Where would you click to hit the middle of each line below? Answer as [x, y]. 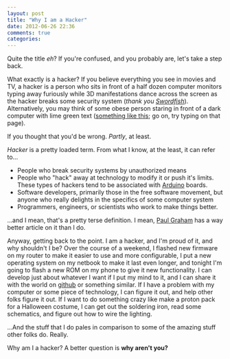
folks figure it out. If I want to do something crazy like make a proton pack [111, 299]
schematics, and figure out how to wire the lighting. [80, 314]
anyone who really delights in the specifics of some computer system [115, 199]
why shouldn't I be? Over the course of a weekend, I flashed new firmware [113, 248]
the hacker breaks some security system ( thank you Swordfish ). [98, 101]
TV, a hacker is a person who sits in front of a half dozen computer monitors [114, 87]
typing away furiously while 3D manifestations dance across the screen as [112, 94]
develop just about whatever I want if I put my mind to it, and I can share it [112, 278]
